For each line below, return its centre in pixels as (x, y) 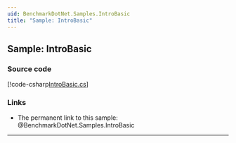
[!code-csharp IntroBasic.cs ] (48, 85)
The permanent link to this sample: (67, 118)
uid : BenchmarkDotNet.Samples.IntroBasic (69, 14)
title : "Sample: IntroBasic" (50, 20)
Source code (29, 69)
